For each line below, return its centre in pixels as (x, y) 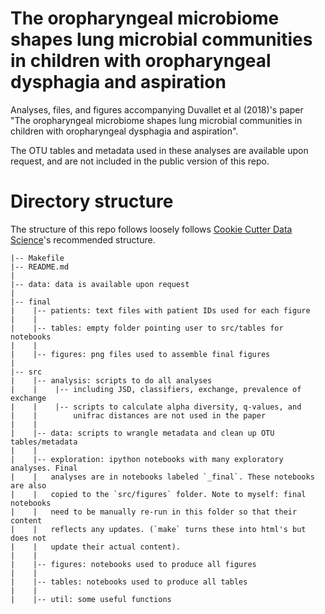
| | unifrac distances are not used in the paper (138, 415)
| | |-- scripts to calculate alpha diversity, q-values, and (156, 407)
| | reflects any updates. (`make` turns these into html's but (158, 529)
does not (28, 538)
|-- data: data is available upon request (100, 284)
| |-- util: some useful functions (91, 599)
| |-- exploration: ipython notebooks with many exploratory (147, 459)
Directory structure (92, 201)
